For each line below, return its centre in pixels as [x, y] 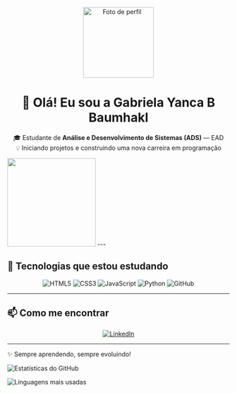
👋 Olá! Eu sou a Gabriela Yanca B [119, 103]
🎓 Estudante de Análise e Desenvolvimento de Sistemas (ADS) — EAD [119, 137]
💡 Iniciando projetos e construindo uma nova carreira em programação [119, 148]
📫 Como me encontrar [58, 313]
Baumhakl [119, 118]
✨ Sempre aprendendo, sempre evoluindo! [69, 354]
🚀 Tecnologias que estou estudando [88, 266]
